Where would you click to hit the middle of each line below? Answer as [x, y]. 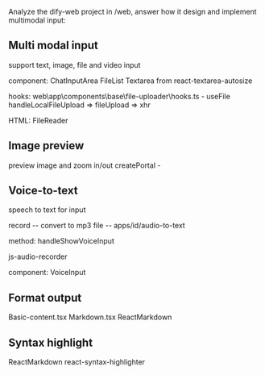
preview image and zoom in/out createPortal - [85, 165]
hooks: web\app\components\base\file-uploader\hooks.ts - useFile [120, 96]
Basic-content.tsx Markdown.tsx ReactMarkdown [90, 317]
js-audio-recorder [38, 256]
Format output [45, 298]
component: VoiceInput [47, 273]
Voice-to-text [43, 191]
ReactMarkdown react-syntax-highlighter [77, 362]
